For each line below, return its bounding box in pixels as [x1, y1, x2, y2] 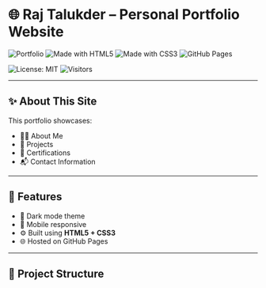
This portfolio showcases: [8, 116, 93, 125]
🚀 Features [8, 190, 63, 203]
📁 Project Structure [8, 267, 104, 280]
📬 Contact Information [19, 157, 97, 166]
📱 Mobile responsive [19, 219, 87, 229]
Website [8, 23, 64, 41]
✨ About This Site [8, 95, 97, 108]
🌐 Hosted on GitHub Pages [19, 236, 108, 246]
